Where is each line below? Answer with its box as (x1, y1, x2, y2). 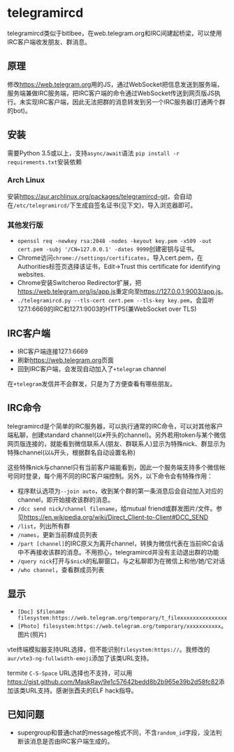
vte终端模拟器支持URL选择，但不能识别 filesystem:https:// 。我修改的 (7, 645, 211, 653)
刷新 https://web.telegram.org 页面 (17, 356, 114, 364)
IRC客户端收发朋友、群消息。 (7, 37, 91, 46)
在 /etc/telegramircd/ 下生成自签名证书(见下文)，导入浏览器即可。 (7, 201, 197, 209)
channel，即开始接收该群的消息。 (17, 495, 115, 503)
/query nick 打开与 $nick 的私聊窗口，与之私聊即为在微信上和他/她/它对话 (17, 557, 226, 565)
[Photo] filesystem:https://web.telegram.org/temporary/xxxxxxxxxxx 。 (17, 621, 228, 629)
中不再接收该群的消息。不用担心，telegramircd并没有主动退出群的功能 (17, 548, 219, 556)
